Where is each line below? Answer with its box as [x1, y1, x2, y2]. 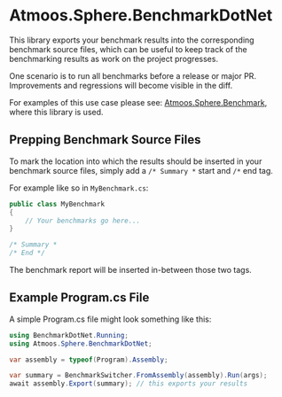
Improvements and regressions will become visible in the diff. [9, 80, 233, 90]
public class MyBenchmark [9, 199, 105, 208]
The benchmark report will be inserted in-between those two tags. [9, 265, 253, 275]
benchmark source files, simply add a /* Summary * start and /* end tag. [9, 165, 273, 175]
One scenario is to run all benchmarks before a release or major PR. [9, 70, 257, 81]
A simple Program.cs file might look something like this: [9, 314, 212, 324]
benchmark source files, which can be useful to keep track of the [9, 43, 247, 54]
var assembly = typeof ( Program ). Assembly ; [9, 355, 168, 364]
